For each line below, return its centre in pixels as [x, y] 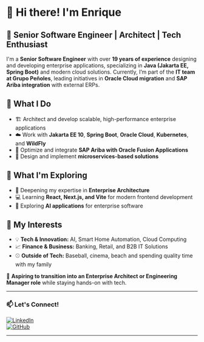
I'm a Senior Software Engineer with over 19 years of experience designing [102, 59]
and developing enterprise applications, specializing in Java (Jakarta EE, [97, 65]
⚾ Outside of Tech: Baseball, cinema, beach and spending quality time [104, 256]
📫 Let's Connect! [33, 305]
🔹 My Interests [34, 225]
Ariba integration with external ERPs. [53, 85]
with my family [33, 265]
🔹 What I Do [29, 104]
